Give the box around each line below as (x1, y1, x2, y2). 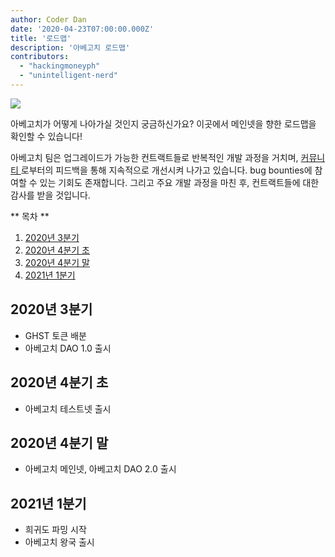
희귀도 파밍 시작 (24, 524, 87, 536)
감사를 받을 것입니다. (10, 189, 91, 201)
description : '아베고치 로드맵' (10, 42, 131, 53)
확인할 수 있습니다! (10, 130, 83, 142)
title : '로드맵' (10, 33, 72, 43)
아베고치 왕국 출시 (24, 536, 95, 548)
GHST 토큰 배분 (24, 329, 87, 341)
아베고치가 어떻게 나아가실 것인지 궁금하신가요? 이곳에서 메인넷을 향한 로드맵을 (10, 117, 317, 130)
